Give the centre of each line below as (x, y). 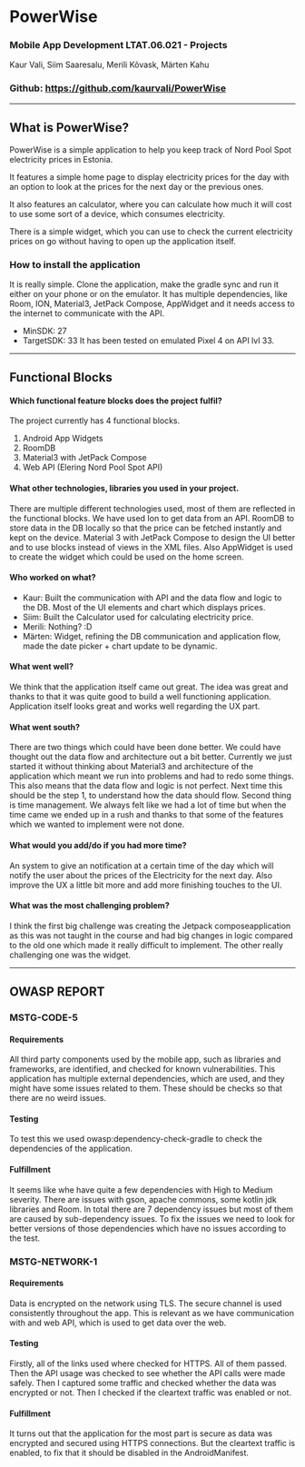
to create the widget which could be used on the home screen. (127, 557)
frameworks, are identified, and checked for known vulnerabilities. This (142, 1069)
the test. (25, 1238)
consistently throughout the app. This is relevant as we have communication (152, 1313)
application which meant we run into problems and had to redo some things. (152, 776)
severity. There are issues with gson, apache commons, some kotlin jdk (143, 1199)
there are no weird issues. (58, 1098)
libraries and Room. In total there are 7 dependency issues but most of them (151, 1209)
